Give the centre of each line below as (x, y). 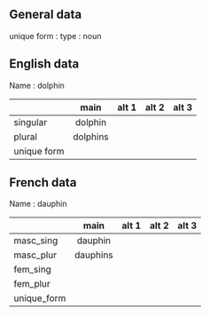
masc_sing (36, 241)
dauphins (94, 255)
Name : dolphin (37, 85)
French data (43, 182)
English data (44, 64)
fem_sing (32, 270)
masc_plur (35, 255)
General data (46, 15)
